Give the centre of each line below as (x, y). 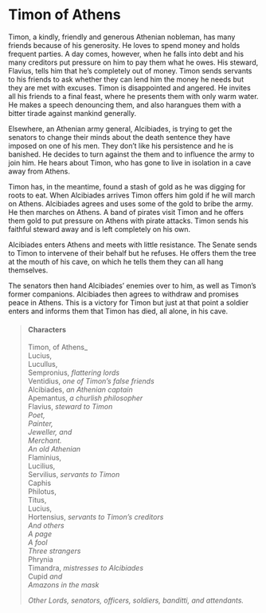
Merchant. (45, 440)
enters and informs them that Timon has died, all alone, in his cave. (118, 311)
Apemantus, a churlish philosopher (85, 398)
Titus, (37, 500)
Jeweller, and (50, 432)
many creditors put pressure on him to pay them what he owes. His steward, (133, 62)
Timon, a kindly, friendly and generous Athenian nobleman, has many (122, 37)
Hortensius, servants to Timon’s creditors (96, 517)
